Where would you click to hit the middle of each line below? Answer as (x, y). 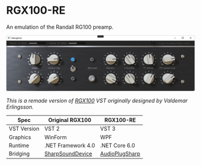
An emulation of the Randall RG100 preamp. (60, 27)
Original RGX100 (70, 120)
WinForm (56, 137)
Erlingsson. (20, 107)
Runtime (19, 145)
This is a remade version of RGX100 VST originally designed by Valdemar (97, 100)
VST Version (24, 129)
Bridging (19, 154)
